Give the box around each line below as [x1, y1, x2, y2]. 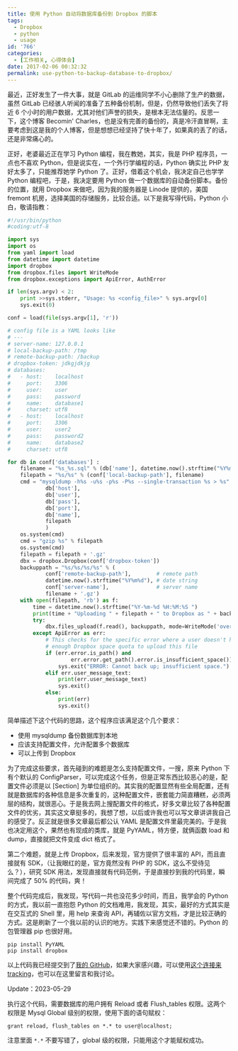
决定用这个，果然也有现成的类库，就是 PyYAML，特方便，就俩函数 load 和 [13, 826, 230, 834]
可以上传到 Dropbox [17, 748, 76, 757]
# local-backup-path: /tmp [7, 347, 87, 354]
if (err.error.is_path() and [45, 649, 132, 656]
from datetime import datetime [7, 256, 100, 263]
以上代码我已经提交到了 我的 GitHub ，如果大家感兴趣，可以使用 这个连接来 [7, 960, 222, 969]
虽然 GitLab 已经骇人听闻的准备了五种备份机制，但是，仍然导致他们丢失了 [7, 99, 222, 107]
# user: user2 [7, 426, 72, 433]
